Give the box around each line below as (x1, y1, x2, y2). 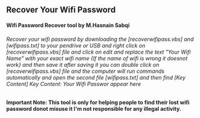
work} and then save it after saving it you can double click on (6, 61, 160, 68)
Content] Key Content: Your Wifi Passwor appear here (6, 80, 141, 87)
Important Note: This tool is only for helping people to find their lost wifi (6, 99, 190, 106)
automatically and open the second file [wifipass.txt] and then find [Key (6, 73, 186, 81)
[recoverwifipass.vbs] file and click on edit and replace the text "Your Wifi (6, 48, 192, 55)
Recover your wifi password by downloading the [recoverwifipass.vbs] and (6, 36, 194, 43)
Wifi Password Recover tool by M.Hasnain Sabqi (6, 21, 130, 29)
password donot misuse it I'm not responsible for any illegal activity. (6, 105, 182, 113)
